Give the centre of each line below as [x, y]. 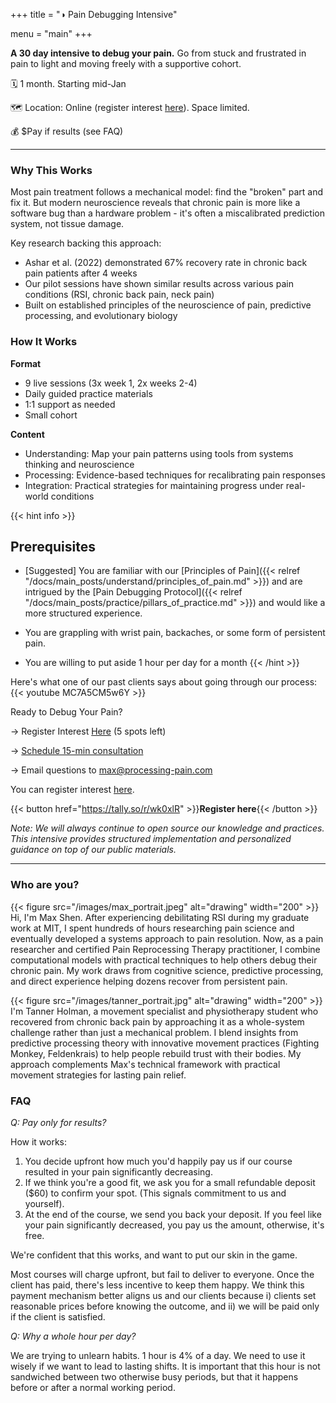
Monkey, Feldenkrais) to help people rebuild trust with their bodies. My [156, 1053]
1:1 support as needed [70, 404]
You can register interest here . [72, 790]
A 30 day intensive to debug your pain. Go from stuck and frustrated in [158, 53]
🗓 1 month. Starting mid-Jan [68, 83]
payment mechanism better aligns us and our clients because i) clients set [163, 1295]
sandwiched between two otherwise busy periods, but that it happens [154, 1377]
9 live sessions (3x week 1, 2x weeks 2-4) [111, 383]
